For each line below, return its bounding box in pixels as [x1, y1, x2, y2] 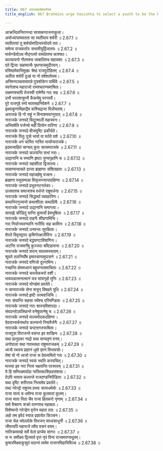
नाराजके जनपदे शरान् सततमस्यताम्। [5, 248, 62, 254]
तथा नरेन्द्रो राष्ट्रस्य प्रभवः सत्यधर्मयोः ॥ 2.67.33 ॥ [5, 385, 81, 391]
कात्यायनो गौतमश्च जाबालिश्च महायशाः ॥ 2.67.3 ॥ [5, 56, 84, 62]
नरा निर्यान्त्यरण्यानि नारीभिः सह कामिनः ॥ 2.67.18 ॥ [5, 221, 86, 227]
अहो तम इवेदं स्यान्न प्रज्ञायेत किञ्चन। [5, 412, 61, 418]
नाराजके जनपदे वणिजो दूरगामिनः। [5, 259, 57, 265]
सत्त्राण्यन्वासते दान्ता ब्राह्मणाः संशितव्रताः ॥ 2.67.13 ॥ [5, 166, 85, 172]
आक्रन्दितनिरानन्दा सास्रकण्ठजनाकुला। [5, 29, 64, 35]
